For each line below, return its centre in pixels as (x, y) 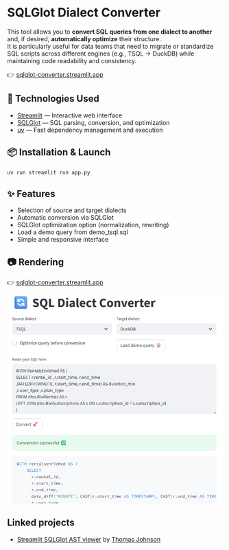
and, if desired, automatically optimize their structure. (84, 38)
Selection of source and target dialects (72, 210)
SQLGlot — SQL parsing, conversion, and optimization (93, 122)
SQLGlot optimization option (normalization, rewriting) (93, 225)
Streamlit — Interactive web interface (70, 115)
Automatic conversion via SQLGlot (65, 218)
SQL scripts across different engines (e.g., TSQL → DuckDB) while (101, 54)
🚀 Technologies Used (53, 99)
